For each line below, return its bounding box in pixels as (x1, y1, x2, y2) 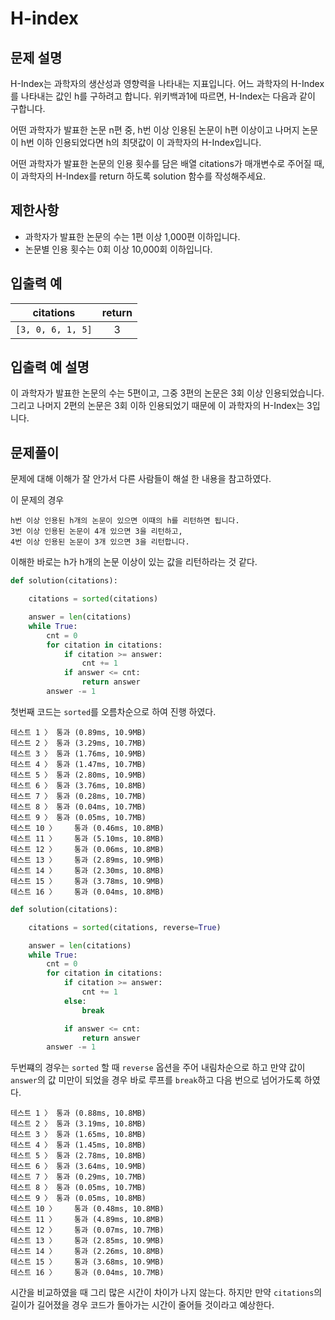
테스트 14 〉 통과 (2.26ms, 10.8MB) (10, 1247, 165, 1257)
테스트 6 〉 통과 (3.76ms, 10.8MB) (10, 780, 147, 791)
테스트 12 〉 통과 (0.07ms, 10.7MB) (10, 1225, 165, 1236)
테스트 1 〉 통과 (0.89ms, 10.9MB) (10, 727, 147, 737)
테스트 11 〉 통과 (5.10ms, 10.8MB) (10, 833, 165, 844)
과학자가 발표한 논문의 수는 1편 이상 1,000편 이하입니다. (24, 230, 241, 242)
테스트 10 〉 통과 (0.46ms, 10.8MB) (10, 823, 165, 833)
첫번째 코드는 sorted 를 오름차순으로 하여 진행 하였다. (10, 705, 217, 717)
